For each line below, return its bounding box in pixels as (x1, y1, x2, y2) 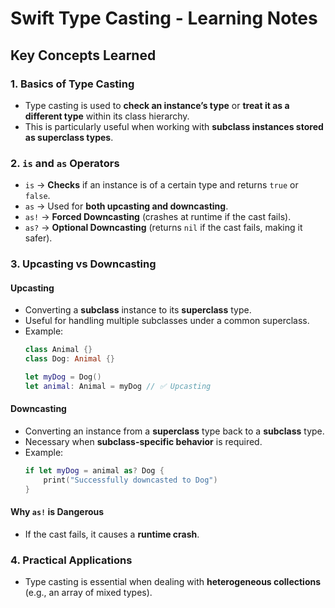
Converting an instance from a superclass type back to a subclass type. (24, 425, 325, 437)
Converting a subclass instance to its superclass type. (24, 304, 252, 316)
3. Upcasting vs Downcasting (10, 257, 157, 271)
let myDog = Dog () (24, 372, 102, 382)
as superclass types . (24, 131, 114, 143)
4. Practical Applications (10, 553, 133, 567)
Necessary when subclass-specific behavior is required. (24, 436, 263, 447)
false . (24, 190, 51, 202)
